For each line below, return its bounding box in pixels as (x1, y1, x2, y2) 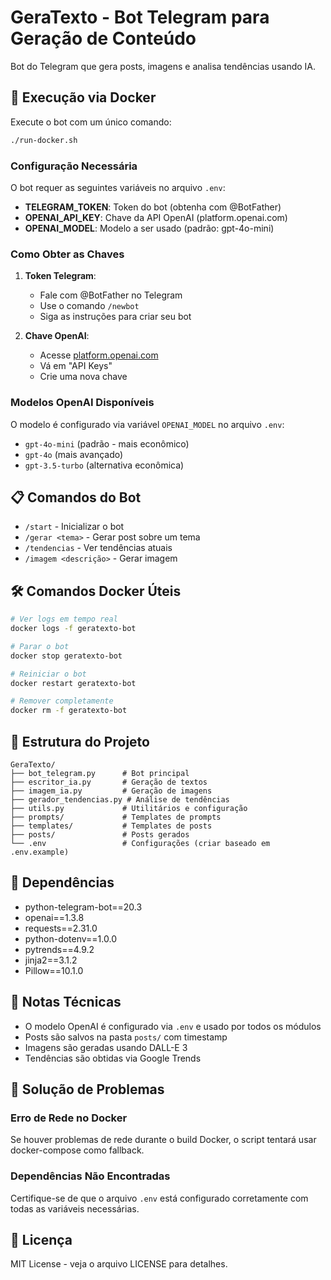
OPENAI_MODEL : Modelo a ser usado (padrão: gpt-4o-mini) (24, 222, 275, 234)
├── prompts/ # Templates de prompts (10, 812, 222, 822)
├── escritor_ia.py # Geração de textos (10, 777, 208, 787)
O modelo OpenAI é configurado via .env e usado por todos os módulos (24, 1020, 322, 1032)
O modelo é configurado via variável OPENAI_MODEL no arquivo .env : (10, 418, 285, 430)
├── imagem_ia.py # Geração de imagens (10, 786, 213, 796)
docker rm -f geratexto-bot (10, 706, 128, 716)
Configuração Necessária (10, 159, 138, 173)
